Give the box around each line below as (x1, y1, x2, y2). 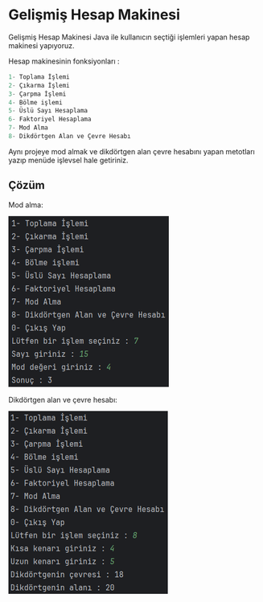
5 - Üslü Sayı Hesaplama (8, 107, 88, 115)
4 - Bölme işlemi (8, 98, 63, 106)
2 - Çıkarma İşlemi (8, 81, 70, 89)
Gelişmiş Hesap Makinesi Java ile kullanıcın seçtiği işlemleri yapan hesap (8, 32, 250, 42)
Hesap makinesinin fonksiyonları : (8, 56, 120, 66)
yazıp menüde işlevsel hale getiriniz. (8, 155, 129, 165)
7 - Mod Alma (8, 124, 48, 132)
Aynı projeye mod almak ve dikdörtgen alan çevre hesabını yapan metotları (8, 146, 256, 156)
